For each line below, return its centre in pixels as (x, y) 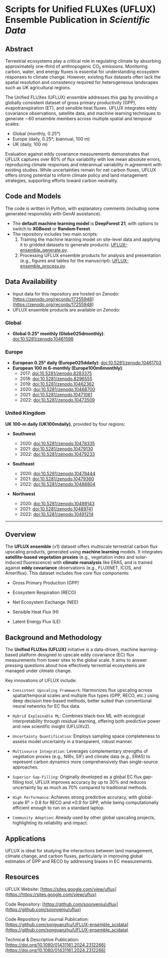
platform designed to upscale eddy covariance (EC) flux (77, 655)
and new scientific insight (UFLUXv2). (51, 727)
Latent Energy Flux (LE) (36, 621)
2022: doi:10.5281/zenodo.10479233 (57, 454)
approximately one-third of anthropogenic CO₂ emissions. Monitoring (76, 66)
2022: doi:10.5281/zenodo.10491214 (57, 514)
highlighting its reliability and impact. (50, 823)
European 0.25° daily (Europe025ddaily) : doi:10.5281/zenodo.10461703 (87, 363)
